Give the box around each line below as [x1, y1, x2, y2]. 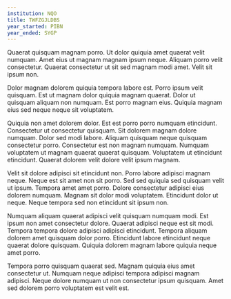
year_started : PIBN [7, 23, 63, 30]
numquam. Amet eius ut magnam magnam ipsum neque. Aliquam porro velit [7, 56, 223, 64]
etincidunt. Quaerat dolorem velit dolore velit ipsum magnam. [7, 156, 181, 164]
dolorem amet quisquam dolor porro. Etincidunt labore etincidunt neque [7, 234, 211, 242]
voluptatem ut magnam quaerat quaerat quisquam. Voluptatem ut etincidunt [7, 148, 223, 157]
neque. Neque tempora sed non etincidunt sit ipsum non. [7, 198, 169, 207]
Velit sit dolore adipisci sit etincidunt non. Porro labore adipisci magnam [7, 169, 210, 177]
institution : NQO [7, 10, 57, 17]
